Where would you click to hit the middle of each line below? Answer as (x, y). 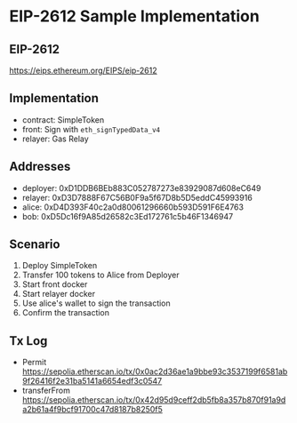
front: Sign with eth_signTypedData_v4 (91, 129)
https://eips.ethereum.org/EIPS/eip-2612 (83, 70)
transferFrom (46, 391)
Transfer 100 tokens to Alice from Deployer (100, 275)
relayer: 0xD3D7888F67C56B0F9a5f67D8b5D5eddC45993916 (137, 197)
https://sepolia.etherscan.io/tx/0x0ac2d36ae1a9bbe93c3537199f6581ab (155, 371)
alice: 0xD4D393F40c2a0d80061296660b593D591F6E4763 (133, 207)
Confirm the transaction (65, 313)
